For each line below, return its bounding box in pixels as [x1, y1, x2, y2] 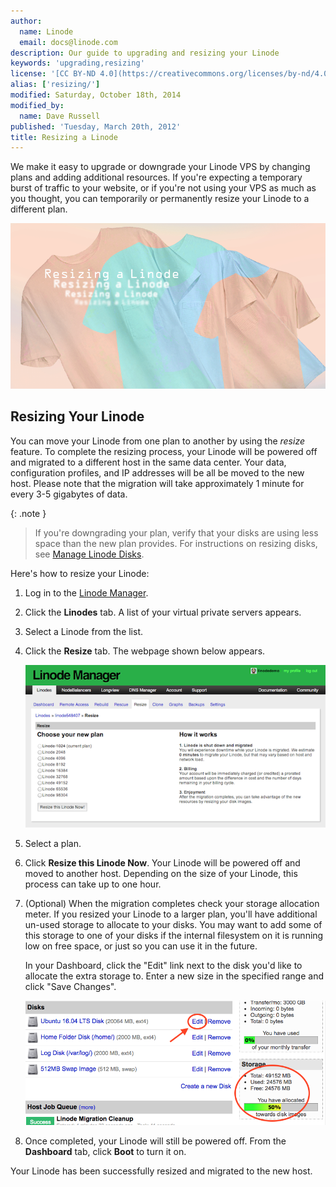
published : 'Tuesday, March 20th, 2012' [10, 121, 182, 132]
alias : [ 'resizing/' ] [10, 80, 101, 90]
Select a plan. [24, 837, 82, 849]
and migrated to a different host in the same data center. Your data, [10, 456, 287, 468]
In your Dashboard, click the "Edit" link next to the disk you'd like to [24, 959, 303, 971]
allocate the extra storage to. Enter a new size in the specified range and [24, 970, 324, 982]
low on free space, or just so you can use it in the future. [24, 940, 258, 952]
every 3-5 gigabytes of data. [10, 488, 128, 500]
